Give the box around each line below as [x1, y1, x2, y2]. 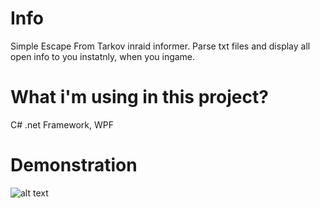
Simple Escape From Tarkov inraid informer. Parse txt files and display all [10, 40, 311, 52]
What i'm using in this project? [10, 86, 269, 109]
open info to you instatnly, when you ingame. [10, 50, 196, 62]
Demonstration [10, 154, 138, 177]
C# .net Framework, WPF [10, 118, 114, 131]
